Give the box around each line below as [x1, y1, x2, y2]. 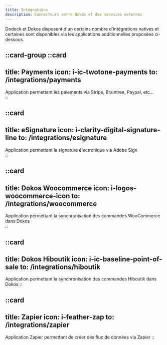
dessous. [5, 36, 24, 43]
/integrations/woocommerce [5, 199, 97, 208]
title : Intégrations [5, 7, 49, 13]
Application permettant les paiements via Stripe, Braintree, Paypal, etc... [5, 89, 154, 95]
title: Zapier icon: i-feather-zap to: [5, 313, 114, 321]
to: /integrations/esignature [18, 134, 107, 142]
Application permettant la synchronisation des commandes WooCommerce [5, 213, 160, 219]
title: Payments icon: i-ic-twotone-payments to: [5, 68, 158, 77]
